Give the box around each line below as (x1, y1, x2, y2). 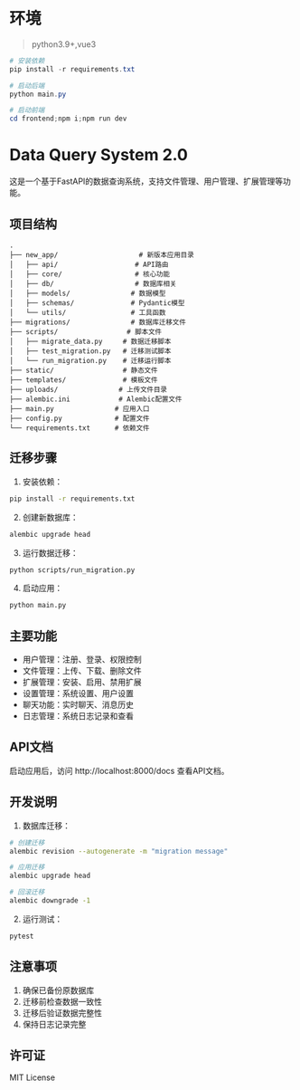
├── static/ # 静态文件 (9, 366, 158, 375)
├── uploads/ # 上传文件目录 (9, 385, 167, 394)
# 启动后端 (9, 81, 45, 91)
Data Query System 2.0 (9, 145, 188, 166)
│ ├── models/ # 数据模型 (9, 289, 166, 298)
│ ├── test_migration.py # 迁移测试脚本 (9, 346, 172, 356)
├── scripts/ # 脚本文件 (9, 327, 163, 336)
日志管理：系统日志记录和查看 (22, 711, 134, 722)
